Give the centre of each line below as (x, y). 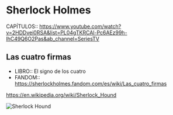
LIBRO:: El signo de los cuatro (50, 71)
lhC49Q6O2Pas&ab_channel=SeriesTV (53, 39)
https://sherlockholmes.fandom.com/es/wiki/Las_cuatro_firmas (91, 83)
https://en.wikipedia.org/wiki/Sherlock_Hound (61, 95)
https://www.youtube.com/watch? (80, 26)
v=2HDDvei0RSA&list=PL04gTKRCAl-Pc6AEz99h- (67, 32)
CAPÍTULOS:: (22, 26)
